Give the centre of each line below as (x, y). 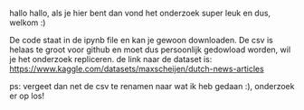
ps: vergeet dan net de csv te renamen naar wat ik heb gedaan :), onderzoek (152, 86)
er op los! (27, 96)
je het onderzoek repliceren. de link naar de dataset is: (111, 59)
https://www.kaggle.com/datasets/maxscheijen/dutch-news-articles (137, 69)
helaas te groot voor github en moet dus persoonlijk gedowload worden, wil (150, 50)
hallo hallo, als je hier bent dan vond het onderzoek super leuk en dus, (140, 13)
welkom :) (28, 23)
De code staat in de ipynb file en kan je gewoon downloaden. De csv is (141, 40)
